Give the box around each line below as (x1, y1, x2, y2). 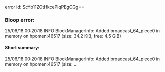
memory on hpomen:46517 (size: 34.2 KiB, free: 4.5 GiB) (5, 33, 121, 39)
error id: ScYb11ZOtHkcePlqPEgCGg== (5, 4, 85, 10)
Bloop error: (5, 16, 35, 23)
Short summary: (5, 44, 40, 50)
